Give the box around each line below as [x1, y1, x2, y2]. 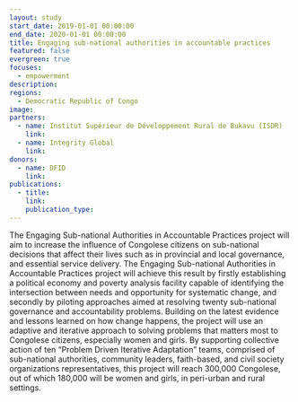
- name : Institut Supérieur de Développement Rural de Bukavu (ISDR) [17, 122, 283, 131]
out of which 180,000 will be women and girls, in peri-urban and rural [9, 372, 266, 383]
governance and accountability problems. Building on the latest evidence [9, 306, 280, 317]
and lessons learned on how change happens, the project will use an [9, 315, 264, 326]
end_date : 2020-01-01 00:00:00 [9, 30, 127, 39]
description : [9, 80, 58, 89]
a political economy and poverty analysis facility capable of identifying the [9, 277, 285, 288]
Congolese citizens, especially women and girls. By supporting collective [9, 334, 280, 345]
